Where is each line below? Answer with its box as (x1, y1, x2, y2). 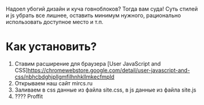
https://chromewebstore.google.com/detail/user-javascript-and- (28, 66, 191, 74)
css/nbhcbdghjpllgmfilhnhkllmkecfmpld (14, 73, 115, 80)
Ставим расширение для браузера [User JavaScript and (14, 60, 161, 67)
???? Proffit (14, 92, 43, 100)
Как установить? (6, 40, 97, 54)
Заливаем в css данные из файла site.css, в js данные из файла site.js (14, 86, 197, 93)
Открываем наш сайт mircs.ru (14, 79, 93, 87)
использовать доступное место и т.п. (6, 18, 104, 25)
